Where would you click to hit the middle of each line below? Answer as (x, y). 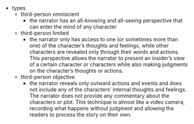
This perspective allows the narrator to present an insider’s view (107, 58)
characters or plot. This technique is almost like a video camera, (107, 102)
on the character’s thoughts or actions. (76, 71)
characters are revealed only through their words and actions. (104, 52)
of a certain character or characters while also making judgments (108, 64)
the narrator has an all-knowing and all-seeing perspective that (106, 20)
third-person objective (48, 77)
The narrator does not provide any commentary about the (99, 96)
